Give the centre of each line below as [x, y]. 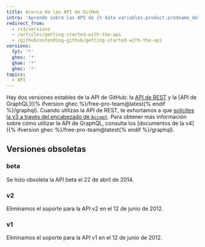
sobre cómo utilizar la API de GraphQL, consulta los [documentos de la [95, 123]
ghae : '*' [24, 63]
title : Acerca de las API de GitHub [53, 12]
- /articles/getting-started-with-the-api [67, 35]
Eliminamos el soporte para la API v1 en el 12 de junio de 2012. [85, 238]
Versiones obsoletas [46, 149]
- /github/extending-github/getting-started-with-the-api [87, 40]
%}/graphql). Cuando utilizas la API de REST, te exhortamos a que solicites [100, 110]
